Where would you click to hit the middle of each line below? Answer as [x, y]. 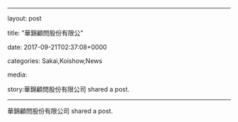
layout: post [24, 18]
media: [17, 74]
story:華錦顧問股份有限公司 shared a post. [68, 89]
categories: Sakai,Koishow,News [55, 61]
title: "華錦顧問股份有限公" [45, 33]
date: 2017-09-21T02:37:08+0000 [57, 47]
